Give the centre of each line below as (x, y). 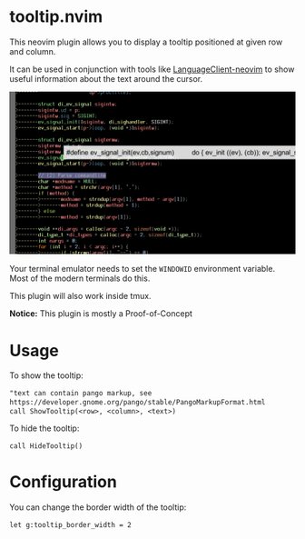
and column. (33, 51)
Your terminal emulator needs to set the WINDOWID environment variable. (142, 269)
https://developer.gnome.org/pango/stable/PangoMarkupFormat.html (138, 403)
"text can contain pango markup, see (81, 394)
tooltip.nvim (56, 17)
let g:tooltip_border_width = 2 (70, 525)
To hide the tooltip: (44, 428)
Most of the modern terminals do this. (80, 278)
